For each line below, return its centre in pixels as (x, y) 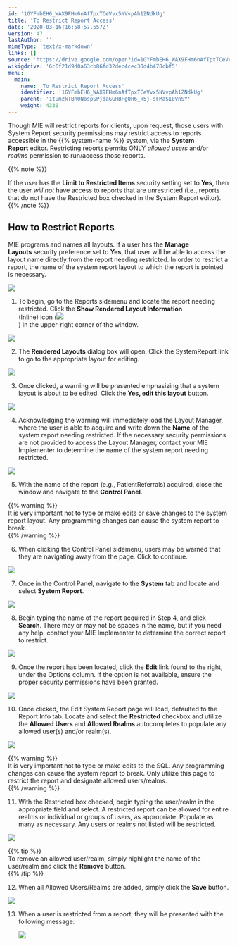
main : (23, 79)
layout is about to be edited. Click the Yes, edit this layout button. (113, 393)
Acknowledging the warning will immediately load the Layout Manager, (121, 420)
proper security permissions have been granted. (88, 682)
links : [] (23, 54)
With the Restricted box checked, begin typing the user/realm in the (116, 802)
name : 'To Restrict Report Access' (73, 86)
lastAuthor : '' (30, 40)
